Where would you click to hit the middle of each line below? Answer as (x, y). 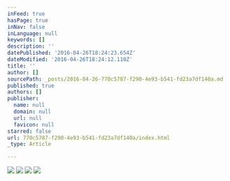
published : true (31, 86)
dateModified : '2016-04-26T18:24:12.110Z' (70, 60)
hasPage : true (28, 20)
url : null (28, 118)
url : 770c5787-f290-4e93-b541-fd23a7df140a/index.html (89, 138)
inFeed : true (26, 14)
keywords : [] (26, 40)
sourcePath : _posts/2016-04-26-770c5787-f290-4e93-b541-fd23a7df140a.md (115, 79)
